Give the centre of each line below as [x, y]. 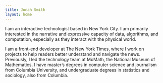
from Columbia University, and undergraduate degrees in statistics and [77, 70]
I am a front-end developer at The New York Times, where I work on [75, 49]
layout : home [19, 14]
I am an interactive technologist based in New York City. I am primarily [77, 28]
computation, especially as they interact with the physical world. [71, 39]
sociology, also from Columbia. [37, 75]
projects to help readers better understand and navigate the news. [73, 54]
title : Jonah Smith [25, 10]
